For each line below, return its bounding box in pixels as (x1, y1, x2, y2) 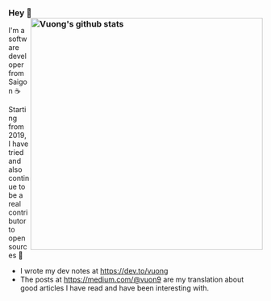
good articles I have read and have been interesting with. (19, 283, 210, 293)
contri (8, 207, 28, 217)
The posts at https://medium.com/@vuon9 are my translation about (19, 274, 244, 285)
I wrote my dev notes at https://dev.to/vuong (19, 266, 169, 276)
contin (8, 173, 30, 183)
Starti (8, 105, 27, 115)
